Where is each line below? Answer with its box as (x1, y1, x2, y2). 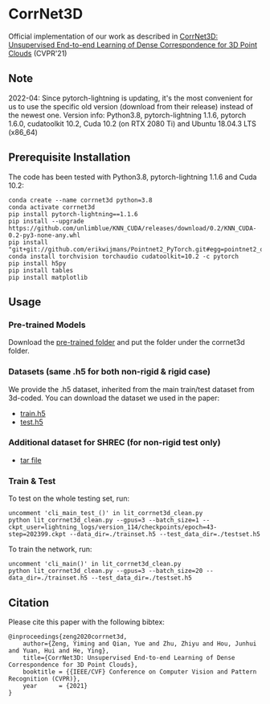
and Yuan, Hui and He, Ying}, (8, 646, 110, 655)
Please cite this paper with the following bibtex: (8, 616, 165, 627)
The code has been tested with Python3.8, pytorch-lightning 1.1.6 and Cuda (8, 172, 257, 182)
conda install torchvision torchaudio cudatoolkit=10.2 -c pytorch (8, 252, 239, 260)
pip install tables (8, 266, 74, 274)
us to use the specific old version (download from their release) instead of (8, 101, 253, 111)
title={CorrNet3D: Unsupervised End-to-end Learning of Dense (22, 653, 235, 661)
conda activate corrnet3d (8, 203, 95, 211)
